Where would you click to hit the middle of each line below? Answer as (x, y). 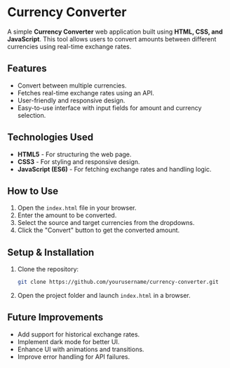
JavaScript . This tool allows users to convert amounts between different (112, 39)
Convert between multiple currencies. (72, 86)
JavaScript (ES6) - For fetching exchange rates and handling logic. (114, 169)
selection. (32, 115)
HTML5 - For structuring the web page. (74, 154)
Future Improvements (55, 317)
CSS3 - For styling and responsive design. (79, 161)
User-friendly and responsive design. (71, 100)
